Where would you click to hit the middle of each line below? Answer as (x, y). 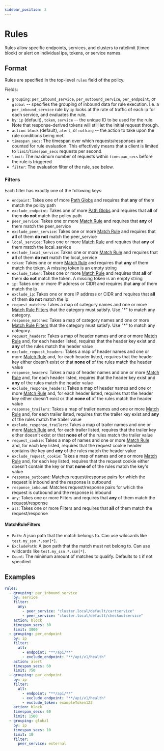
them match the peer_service (41, 226)
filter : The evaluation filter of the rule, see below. (63, 167)
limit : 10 (24, 735)
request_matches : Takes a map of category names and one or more (79, 304)
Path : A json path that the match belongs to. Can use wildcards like (79, 535)
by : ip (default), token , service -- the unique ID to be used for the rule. (82, 120)
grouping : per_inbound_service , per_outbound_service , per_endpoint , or (83, 99)
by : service (26, 598)
